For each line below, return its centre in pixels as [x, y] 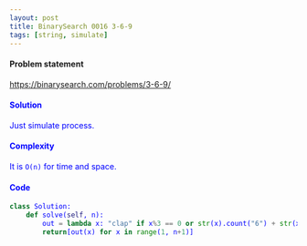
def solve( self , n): [65, 215]
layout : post [34, 18]
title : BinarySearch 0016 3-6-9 [71, 26]
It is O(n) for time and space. [63, 166]
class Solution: [40, 207]
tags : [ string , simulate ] [58, 35]
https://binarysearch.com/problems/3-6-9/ [90, 84]
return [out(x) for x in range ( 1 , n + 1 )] [118, 232]
